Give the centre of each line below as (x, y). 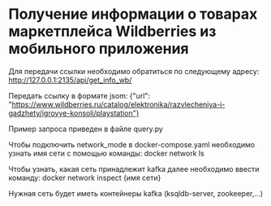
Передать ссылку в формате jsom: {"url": (80, 95)
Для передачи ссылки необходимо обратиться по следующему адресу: (134, 71)
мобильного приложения (99, 49)
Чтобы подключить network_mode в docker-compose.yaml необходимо (132, 144)
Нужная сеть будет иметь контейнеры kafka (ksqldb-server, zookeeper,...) (136, 193)
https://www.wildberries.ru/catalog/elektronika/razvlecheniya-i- (118, 104)
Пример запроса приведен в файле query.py (86, 129)
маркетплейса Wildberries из (112, 31)
